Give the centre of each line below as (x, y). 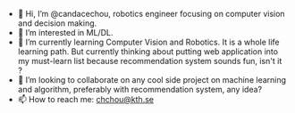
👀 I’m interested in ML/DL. (65, 32)
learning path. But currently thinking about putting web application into (148, 52)
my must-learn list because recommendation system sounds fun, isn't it (150, 61)
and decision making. (57, 23)
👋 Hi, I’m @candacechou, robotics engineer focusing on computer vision (151, 14)
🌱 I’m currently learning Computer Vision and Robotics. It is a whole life (148, 42)
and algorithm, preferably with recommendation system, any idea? (139, 89)
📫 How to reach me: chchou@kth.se (86, 99)
